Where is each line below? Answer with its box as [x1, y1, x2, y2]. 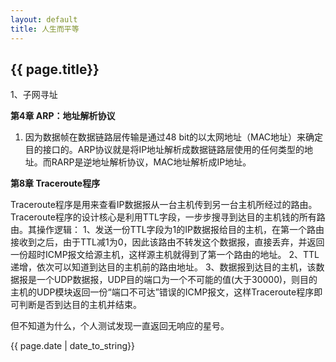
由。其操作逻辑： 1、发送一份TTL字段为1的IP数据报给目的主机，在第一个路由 [10, 224, 325, 236]
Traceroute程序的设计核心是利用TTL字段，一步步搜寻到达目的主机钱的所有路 [10, 211, 326, 223]
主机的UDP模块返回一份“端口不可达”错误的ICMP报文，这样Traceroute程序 [10, 286, 315, 298]
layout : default [10, 14, 78, 25]
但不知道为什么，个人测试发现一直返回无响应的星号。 [10, 320, 230, 332]
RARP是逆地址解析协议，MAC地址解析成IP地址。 [51, 156, 252, 168]
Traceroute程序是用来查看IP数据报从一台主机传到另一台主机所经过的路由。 [10, 199, 318, 211]
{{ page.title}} [10, 61, 100, 78]
